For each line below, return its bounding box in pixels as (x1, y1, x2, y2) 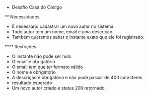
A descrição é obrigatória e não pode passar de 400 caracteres (11, 75, 143, 80)
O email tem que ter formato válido (11, 64, 83, 70)
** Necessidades (4, 14, 40, 19)
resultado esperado (11, 80, 53, 86)
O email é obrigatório (11, 59, 55, 64)
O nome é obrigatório (11, 69, 56, 75)
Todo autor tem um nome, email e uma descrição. (11, 29, 114, 34)
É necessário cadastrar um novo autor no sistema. (11, 23, 115, 29)
